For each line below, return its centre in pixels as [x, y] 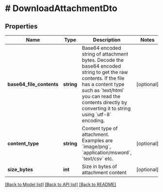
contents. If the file [103, 78]
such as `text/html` [103, 90]
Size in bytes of [99, 166]
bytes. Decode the [103, 60]
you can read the [101, 96]
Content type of [100, 128]
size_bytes [20, 170]
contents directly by [105, 102]
